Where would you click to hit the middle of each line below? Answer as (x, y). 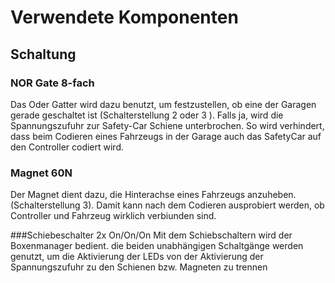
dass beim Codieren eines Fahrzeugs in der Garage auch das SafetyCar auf (166, 136)
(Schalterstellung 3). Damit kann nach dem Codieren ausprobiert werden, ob (167, 205)
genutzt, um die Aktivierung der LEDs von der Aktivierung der (137, 257)
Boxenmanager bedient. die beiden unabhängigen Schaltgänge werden (157, 246)
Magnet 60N (41, 173)
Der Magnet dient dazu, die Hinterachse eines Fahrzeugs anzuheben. (153, 195)
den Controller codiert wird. (67, 147)
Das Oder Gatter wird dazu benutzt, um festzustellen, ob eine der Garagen (163, 104)
